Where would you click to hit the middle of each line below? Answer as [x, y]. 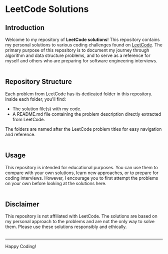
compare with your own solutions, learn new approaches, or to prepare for [82, 173]
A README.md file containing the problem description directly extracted [87, 114]
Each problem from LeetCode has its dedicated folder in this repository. [79, 94]
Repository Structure [39, 82]
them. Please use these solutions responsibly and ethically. [66, 227]
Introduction [25, 28]
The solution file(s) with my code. [47, 109]
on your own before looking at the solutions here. [56, 183]
